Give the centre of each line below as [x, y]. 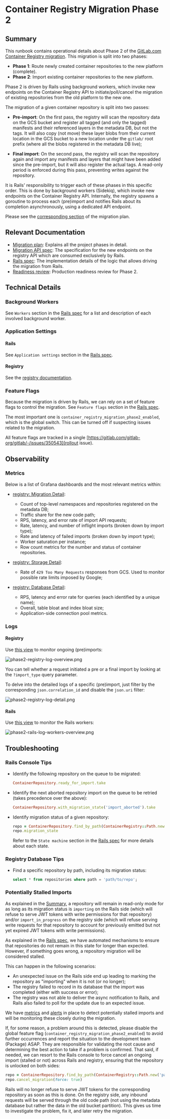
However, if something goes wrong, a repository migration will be [73, 951]
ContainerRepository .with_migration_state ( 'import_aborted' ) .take [84, 807]
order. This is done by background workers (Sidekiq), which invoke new [80, 190]
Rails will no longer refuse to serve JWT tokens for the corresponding [78, 1089]
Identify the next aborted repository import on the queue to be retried [85, 793]
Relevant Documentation [45, 232]
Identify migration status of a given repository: [61, 817]
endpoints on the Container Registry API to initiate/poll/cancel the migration [84, 92]
